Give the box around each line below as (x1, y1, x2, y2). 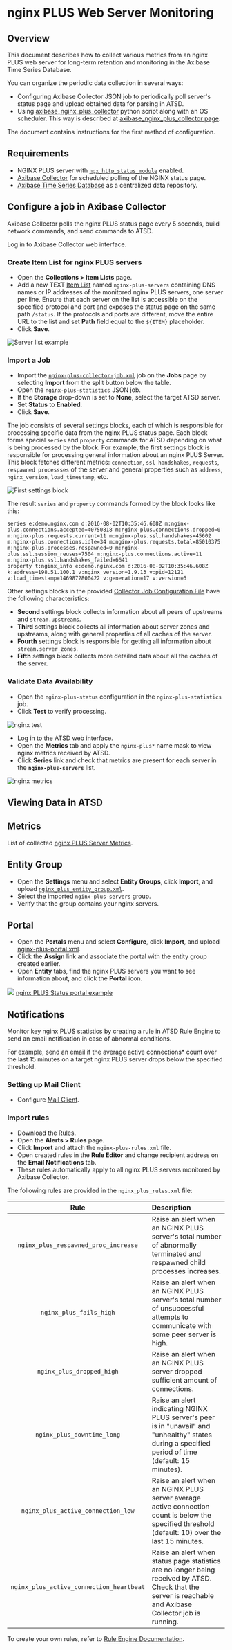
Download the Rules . (17, 1129, 77, 1137)
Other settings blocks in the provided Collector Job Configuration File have (7, 587, 220, 595)
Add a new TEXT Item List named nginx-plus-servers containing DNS (17, 280, 215, 289)
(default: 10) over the (151, 1527, 222, 1537)
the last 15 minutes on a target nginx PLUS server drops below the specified (7, 1055, 223, 1064)
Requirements (7, 147, 69, 160)
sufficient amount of (151, 1375, 217, 1385)
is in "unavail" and (151, 1421, 211, 1431)
